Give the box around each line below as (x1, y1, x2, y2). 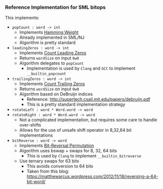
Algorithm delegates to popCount (19, 60, 84, 66)
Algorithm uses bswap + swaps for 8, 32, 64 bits (19, 148, 117, 154)
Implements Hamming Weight (19, 30, 79, 35)
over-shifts (19, 122, 41, 128)
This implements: (5, 15, 40, 21)
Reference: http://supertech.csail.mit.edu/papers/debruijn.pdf (26, 96, 151, 102)
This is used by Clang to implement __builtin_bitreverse (26, 153, 142, 159)
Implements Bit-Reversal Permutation (19, 142, 94, 149)
